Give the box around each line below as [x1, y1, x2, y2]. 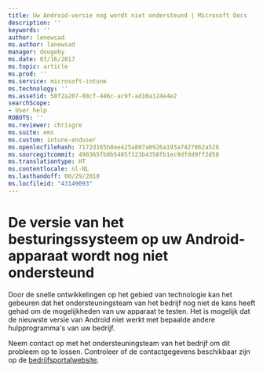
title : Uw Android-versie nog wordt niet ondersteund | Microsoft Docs [8, 11, 247, 20]
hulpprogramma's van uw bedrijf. [8, 323, 115, 333]
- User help [8, 107, 47, 115]
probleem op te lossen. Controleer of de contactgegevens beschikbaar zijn [8, 347, 251, 356]
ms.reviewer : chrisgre [8, 121, 82, 129]
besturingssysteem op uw [8, 230, 183, 248]
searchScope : [8, 99, 51, 107]
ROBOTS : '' [8, 114, 44, 122]
